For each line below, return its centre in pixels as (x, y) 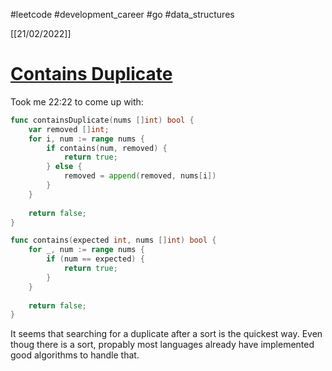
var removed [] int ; (69, 129)
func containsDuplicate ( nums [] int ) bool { (102, 120)
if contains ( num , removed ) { (107, 148)
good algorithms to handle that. (75, 355)
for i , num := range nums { (86, 139)
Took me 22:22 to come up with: (77, 101)
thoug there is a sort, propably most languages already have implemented (162, 345)
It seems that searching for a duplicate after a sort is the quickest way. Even (166, 334)
